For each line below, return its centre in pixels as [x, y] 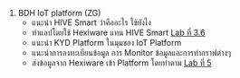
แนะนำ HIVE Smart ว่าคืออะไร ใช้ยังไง [91, 22]
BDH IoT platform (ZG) [59, 13]
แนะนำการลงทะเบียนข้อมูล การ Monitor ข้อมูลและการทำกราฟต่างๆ [131, 52]
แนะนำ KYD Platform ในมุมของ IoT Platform [106, 43]
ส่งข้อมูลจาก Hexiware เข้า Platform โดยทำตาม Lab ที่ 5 [121, 63]
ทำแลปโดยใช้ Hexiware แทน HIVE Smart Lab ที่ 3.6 [118, 32]
